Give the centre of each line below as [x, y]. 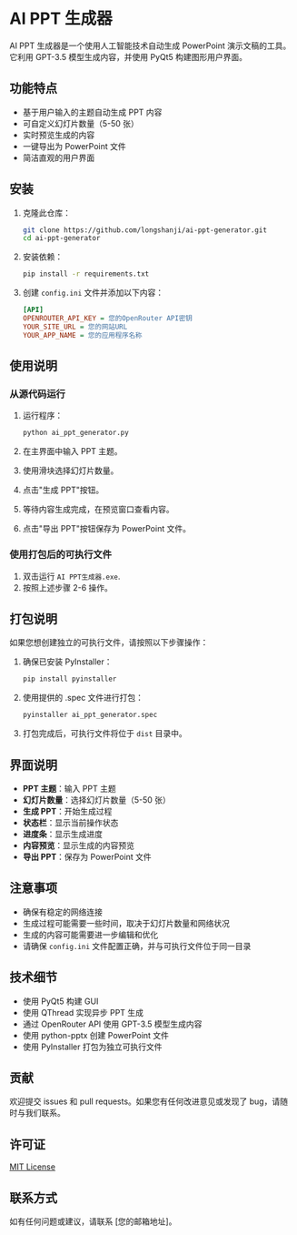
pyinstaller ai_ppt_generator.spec [90, 715]
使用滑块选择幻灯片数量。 [70, 471]
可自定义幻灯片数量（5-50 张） [80, 123]
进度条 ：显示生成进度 [62, 834]
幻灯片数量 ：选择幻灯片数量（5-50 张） [96, 800]
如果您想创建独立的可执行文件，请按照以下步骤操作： [109, 643]
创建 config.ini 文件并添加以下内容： [93, 293]
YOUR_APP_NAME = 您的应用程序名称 [82, 335]
